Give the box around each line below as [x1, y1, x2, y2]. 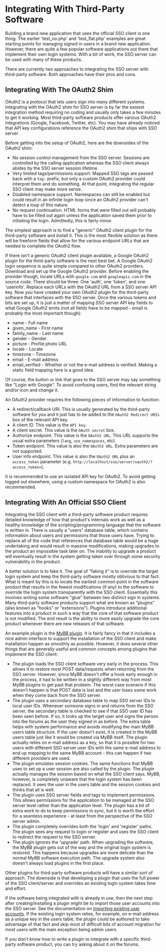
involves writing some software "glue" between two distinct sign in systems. [5, 594, 161, 600]
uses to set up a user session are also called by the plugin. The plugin [12, 765, 155, 771]
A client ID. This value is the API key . [12, 422, 87, 428]
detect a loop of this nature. [12, 201, 69, 208]
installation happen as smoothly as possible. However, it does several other [5, 640, 158, 646]
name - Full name [12, 319, 48, 325]
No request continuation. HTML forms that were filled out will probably [12, 207, 156, 213]
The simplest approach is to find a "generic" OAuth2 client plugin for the [5, 227, 152, 233]
